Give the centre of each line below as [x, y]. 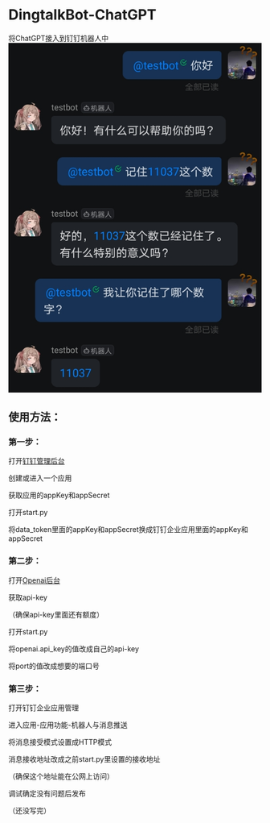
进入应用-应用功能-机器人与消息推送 [68, 725]
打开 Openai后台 [34, 580]
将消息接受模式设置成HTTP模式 [60, 742]
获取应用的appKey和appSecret [59, 495]
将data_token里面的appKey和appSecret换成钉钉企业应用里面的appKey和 [129, 530]
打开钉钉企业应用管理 [43, 708]
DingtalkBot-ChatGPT [82, 15]
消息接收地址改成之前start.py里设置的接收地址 [84, 759]
